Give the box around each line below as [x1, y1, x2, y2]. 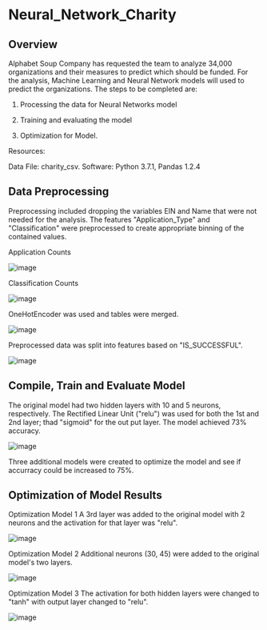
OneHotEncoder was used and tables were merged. [8, 309, 179, 319]
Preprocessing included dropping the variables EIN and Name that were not [8, 206, 257, 215]
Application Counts [8, 247, 72, 257]
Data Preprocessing [8, 185, 110, 199]
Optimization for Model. [19, 130, 98, 140]
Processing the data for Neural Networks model [19, 100, 177, 109]
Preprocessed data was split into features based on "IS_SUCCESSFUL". [8, 340, 244, 350]
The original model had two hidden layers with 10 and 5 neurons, [8, 400, 221, 410]
